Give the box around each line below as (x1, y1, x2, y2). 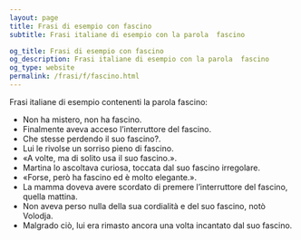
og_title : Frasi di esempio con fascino (9, 46, 165, 55)
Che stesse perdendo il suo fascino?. (22, 133, 161, 144)
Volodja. (22, 210, 53, 221)
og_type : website (9, 63, 75, 72)
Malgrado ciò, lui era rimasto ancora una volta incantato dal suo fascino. (22, 219, 293, 231)
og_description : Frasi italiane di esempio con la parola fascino (9, 55, 270, 64)
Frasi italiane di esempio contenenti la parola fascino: (9, 96, 209, 107)
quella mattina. (22, 191, 79, 202)
